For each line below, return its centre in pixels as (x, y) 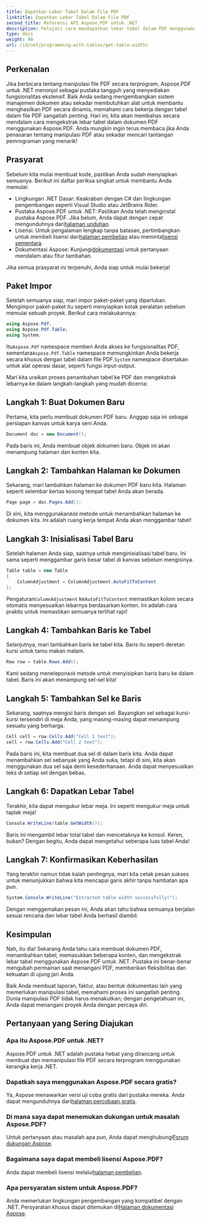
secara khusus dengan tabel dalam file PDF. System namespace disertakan (97, 359)
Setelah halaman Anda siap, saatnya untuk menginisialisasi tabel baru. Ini (96, 553)
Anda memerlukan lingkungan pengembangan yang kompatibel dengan (94, 1200)
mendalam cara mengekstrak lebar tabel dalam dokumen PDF (82, 122)
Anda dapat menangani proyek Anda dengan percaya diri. (77, 1005)
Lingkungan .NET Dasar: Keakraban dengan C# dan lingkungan (93, 199)
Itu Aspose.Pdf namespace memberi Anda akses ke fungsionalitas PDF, (93, 346)
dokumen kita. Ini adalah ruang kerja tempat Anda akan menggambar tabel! (99, 520)
